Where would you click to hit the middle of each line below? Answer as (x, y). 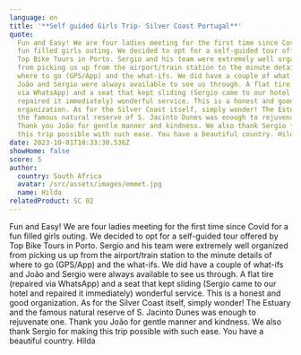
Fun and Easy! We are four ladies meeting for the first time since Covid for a (149, 226)
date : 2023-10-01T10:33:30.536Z (69, 143)
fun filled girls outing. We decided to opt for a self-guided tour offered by (144, 236)
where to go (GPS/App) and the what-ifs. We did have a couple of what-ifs (146, 264)
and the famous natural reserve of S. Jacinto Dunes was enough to (133, 312)
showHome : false (39, 151)
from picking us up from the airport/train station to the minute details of (141, 255)
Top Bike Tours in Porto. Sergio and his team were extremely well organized (149, 245)
